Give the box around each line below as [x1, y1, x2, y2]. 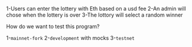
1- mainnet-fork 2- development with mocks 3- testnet [6, 35, 135, 41]
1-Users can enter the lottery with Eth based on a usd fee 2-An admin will [6, 5, 186, 12]
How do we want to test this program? [6, 23, 100, 30]
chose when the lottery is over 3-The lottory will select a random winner [6, 11, 183, 18]
